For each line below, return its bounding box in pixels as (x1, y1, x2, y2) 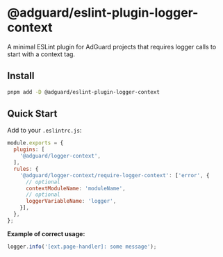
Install (7, 70, 35, 82)
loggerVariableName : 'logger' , (25, 198, 117, 205)
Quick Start (7, 108, 58, 119)
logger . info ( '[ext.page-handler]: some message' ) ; (7, 243, 157, 250)
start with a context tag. (7, 50, 75, 58)
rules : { (13, 165, 39, 172)
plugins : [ (13, 146, 45, 154)
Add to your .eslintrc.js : (7, 126, 82, 135)
